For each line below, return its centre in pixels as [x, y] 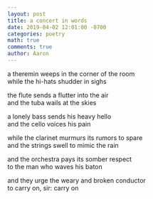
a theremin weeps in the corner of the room [71, 74]
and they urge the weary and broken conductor [76, 180]
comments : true [30, 47]
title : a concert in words [47, 21]
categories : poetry [36, 34]
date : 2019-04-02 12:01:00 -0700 [57, 27]
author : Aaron [28, 54]
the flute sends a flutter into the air [58, 95]
